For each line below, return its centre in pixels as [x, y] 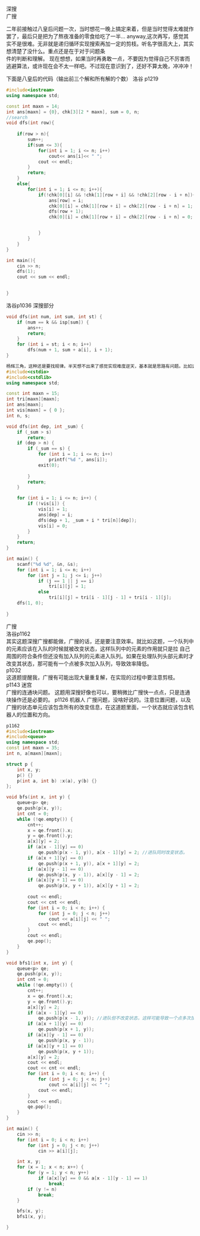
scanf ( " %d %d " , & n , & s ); [48, 564]
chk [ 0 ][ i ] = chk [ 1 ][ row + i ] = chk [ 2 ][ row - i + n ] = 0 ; [121, 217]
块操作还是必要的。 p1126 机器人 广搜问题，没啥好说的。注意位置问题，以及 [99, 699]
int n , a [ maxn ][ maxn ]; [34, 754]
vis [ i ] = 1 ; [53, 509]
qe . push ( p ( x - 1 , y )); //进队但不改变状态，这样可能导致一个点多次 [114, 1018]
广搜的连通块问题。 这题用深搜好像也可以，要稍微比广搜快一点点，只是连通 [98, 692]
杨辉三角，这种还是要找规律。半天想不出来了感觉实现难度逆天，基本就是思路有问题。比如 [99, 366]
